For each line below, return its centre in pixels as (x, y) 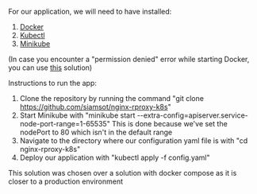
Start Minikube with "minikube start (77, 115)
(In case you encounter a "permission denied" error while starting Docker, (129, 59)
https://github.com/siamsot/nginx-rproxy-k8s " (96, 107)
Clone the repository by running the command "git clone (112, 98)
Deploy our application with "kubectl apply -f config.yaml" (115, 157)
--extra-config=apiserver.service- (192, 115)
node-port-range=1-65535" (65, 124)
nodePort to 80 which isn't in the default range (96, 132)
